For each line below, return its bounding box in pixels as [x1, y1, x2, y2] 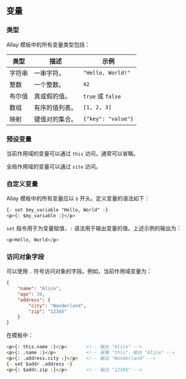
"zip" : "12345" [28, 308, 68, 315]
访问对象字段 [6, 252, 45, 261]
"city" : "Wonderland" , [28, 302, 87, 308]
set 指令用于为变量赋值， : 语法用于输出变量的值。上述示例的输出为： [6, 224, 182, 232]
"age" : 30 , [17, 291, 45, 297]
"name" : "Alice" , [17, 286, 62, 292]
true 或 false [83, 91, 122, 100]
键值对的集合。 [34, 115, 78, 123]
